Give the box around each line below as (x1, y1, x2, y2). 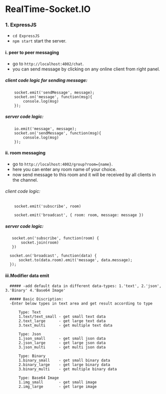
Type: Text (18, 310, 41, 315)
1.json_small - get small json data (18, 336, 106, 341)
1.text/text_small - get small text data (18, 314, 106, 319)
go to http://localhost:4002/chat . (12, 60, 84, 66)
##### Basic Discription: (9, 296, 64, 302)
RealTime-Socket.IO (5, 3, 91, 15)
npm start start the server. (12, 38, 67, 44)
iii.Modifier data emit (5, 272, 49, 278)
